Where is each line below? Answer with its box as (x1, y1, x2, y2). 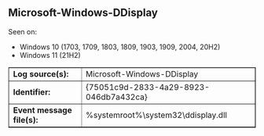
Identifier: (13, 86, 51, 97)
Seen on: (8, 27, 38, 36)
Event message (13, 105, 72, 116)
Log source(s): (13, 68, 69, 79)
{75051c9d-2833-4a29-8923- (85, 81, 210, 92)
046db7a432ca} (85, 91, 148, 102)
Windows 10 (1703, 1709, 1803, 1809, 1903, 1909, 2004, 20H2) (19, 42, 221, 52)
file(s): (13, 114, 38, 125)
